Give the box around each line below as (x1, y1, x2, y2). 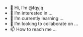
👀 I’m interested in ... (10, 10, 53, 16)
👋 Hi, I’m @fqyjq (10, 5, 44, 10)
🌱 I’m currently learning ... (10, 15, 64, 21)
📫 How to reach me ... (10, 26, 57, 32)
